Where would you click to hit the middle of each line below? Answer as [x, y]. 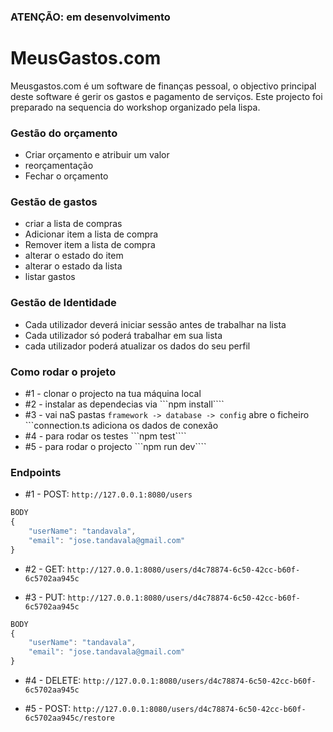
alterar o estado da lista [73, 266]
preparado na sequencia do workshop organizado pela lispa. [135, 107]
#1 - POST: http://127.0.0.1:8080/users [108, 494]
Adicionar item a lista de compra [91, 234]
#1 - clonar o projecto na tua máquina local [113, 394]
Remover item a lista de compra [90, 245]
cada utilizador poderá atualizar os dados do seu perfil [137, 346]
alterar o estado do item [74, 256]
